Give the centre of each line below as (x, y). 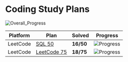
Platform (19, 35)
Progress (107, 35)
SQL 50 (45, 43)
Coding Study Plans (47, 9)
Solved (80, 35)
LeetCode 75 (51, 52)
